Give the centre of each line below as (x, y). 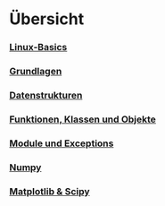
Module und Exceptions (62, 143)
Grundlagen (36, 72)
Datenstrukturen (46, 95)
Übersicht (47, 19)
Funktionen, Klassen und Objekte (82, 119)
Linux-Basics (38, 47)
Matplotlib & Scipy (50, 191)
